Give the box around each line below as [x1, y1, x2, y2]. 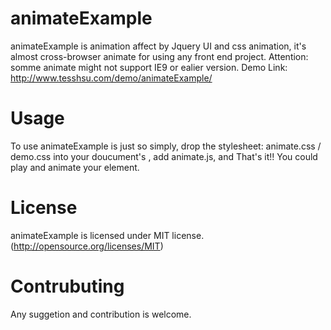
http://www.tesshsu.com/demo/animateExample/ [10, 72, 213, 84]
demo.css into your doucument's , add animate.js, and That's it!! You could [10, 150, 318, 162]
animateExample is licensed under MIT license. [10, 229, 205, 241]
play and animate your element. [10, 161, 140, 173]
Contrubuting [10, 275, 125, 297]
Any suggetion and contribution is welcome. [10, 308, 192, 320]
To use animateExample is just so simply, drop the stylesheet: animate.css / [10, 140, 322, 152]
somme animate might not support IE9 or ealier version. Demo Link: [10, 61, 288, 73]
